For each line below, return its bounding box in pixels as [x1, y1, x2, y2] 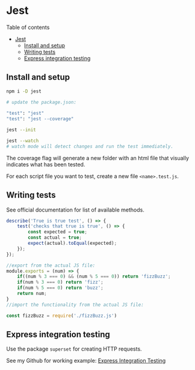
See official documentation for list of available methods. [6, 206, 144, 213]
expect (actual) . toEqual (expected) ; [28, 240, 117, 247]
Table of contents [6, 24, 50, 31]
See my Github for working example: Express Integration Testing [6, 357, 166, 365]
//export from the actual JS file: [6, 262, 96, 268]
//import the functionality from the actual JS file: [6, 302, 144, 308]
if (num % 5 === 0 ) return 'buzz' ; [17, 285, 104, 291]
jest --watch [6, 138, 39, 144]
